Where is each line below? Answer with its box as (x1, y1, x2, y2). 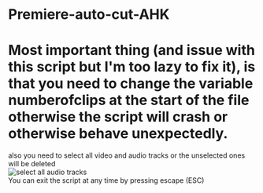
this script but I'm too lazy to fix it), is (8, 58, 256, 76)
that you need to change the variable (8, 75, 254, 93)
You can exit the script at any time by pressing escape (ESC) (8, 176, 205, 185)
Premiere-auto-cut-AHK (8, 5, 170, 24)
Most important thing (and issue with (8, 42, 256, 60)
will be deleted (8, 159, 56, 169)
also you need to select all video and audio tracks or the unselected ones (8, 151, 246, 160)
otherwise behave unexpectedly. (8, 125, 228, 143)
